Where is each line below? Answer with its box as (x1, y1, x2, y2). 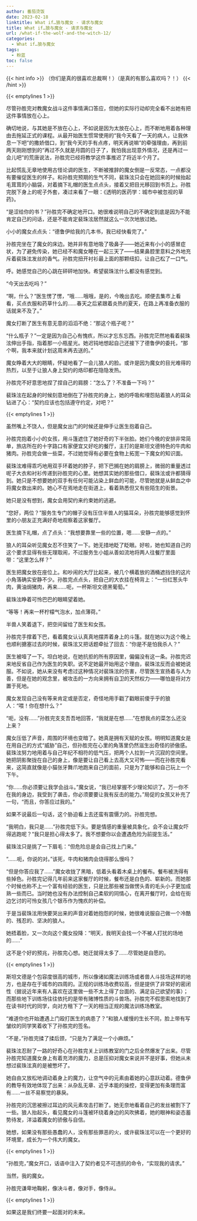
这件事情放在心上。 (6, 112, 53, 119)
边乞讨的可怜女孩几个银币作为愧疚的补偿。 (6, 897, 109, 904)
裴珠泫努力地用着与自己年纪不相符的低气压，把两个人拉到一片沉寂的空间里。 (6, 749, 191, 756)
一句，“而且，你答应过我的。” (6, 798, 75, 805)
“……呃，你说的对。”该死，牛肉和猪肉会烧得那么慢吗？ (6, 855, 135, 863)
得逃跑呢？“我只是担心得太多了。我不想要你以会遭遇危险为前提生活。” (6, 830, 173, 837)
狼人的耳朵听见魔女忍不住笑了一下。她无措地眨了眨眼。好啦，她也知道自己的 (6, 541, 191, 549)
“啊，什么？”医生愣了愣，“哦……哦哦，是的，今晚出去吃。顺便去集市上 (6, 292, 176, 299)
